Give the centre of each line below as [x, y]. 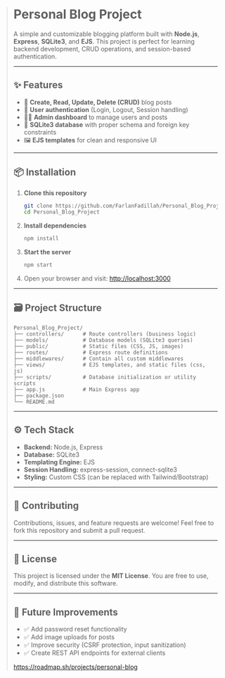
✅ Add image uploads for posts [69, 637]
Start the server [47, 252]
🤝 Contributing [46, 506]
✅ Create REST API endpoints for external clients [95, 653]
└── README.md [34, 402]
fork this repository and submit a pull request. [79, 530]
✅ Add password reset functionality [75, 629]
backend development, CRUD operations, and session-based [102, 49]
